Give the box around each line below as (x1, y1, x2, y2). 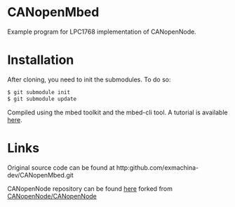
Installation (7, 52, 74, 68)
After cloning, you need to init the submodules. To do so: (7, 75, 171, 84)
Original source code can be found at (7, 163, 115, 172)
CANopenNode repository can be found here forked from (7, 184, 173, 193)
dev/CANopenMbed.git (7, 171, 74, 179)
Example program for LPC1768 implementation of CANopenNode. (7, 27, 196, 36)
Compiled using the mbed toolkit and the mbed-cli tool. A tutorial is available (7, 108, 228, 116)
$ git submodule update (7, 95, 77, 102)
